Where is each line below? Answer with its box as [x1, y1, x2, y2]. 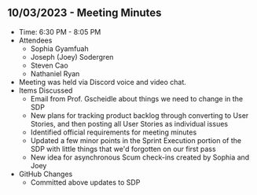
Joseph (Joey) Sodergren [30, 52, 114, 61]
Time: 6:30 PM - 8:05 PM [18, 27, 101, 36]
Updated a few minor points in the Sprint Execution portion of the [30, 135, 241, 145]
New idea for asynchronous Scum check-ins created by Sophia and [30, 153, 250, 162]
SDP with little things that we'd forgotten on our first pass [30, 144, 217, 153]
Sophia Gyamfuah [30, 43, 89, 53]
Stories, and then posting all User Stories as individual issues [30, 119, 229, 128]
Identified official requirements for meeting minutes [30, 127, 197, 137]
